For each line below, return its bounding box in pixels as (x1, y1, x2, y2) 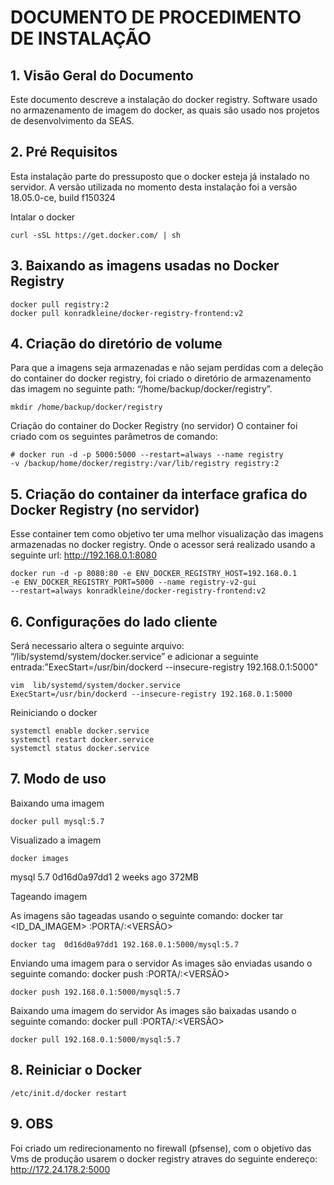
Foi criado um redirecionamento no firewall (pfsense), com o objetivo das (10, 1142, 312, 1154)
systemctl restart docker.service (10, 735, 155, 745)
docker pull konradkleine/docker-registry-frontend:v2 (10, 308, 244, 318)
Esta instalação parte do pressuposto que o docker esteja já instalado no (10, 170, 310, 182)
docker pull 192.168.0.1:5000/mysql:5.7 (10, 1034, 182, 1045)
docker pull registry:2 (10, 299, 110, 310)
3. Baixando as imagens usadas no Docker (10, 257, 280, 275)
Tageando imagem (10, 890, 88, 902)
